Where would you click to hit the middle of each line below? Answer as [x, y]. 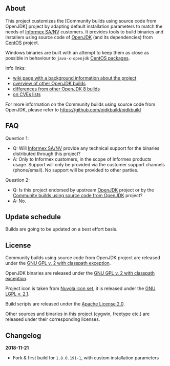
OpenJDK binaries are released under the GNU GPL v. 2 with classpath [80, 273]
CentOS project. [22, 43]
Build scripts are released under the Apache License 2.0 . [65, 304]
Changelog [23, 335]
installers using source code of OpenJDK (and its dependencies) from [79, 37]
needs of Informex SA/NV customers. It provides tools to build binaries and [84, 32]
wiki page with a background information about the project [75, 78]
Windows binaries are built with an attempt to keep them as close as [77, 52]
